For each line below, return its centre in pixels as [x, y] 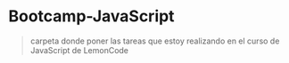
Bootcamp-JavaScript [91, 16]
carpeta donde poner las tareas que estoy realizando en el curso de [155, 41]
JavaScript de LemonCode [79, 50]
